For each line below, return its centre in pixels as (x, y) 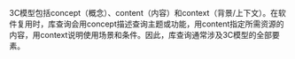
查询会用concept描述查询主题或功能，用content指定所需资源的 (170, 24)
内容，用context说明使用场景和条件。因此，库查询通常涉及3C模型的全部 (141, 35)
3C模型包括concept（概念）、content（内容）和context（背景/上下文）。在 (144, 13)
